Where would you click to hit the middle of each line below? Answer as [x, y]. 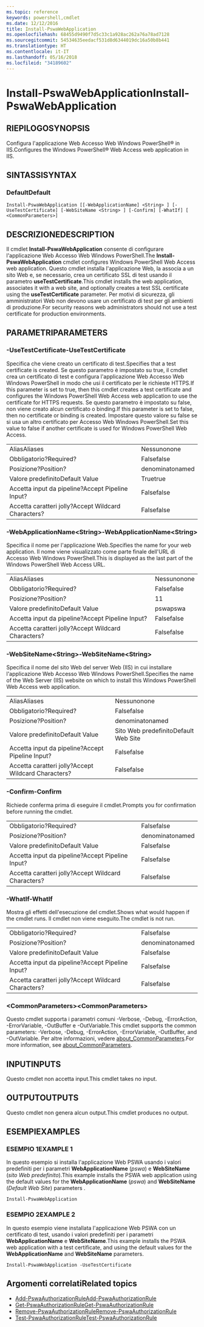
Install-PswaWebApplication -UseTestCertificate [69, 1265]
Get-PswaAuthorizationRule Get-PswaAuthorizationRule [84, 1304]
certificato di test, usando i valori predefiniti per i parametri [80, 1234]
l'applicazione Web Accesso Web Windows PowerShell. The [81, 255]
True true [153, 479]
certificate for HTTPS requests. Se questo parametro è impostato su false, [99, 402]
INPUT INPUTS [34, 1064]
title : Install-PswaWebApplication [51, 29]
